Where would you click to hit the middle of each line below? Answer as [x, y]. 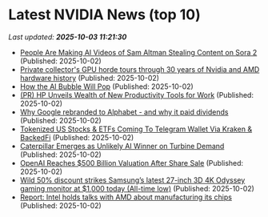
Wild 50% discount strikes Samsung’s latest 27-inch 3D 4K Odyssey [132, 180]
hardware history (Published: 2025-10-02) [90, 78]
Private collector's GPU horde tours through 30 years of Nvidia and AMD [140, 69]
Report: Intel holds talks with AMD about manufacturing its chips [126, 197]
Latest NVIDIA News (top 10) [105, 15]
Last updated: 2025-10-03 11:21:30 [68, 37]
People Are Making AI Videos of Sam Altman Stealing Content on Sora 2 [138, 52]
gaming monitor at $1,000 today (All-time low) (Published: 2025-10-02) [137, 188]
